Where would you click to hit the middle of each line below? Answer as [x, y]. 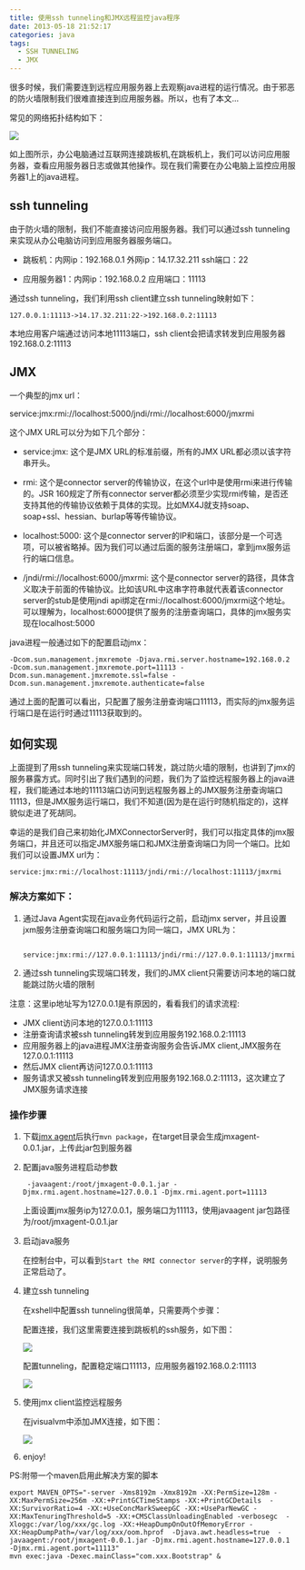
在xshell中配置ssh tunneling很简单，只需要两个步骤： [122, 1310]
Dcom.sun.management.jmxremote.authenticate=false [107, 683]
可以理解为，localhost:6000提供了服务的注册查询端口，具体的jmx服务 [153, 611]
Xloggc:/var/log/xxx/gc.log [63, 1525]
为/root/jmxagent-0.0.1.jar [70, 1222]
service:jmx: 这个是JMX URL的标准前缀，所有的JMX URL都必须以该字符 [157, 452]
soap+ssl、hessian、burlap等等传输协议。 [102, 516]
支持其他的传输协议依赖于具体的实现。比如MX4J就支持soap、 [138, 504]
